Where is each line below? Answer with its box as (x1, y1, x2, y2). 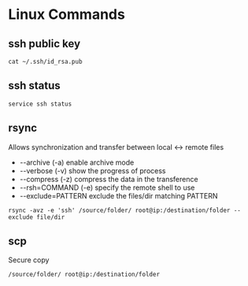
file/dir (36, 213, 65, 221)
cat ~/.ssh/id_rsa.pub (8, 58, 83, 65)
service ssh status (8, 100, 72, 108)
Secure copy (8, 255, 50, 265)
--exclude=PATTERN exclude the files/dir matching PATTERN (19, 191, 218, 200)
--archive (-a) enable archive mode (19, 158, 135, 167)
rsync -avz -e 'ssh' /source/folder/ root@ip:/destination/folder (8, 206, 231, 214)
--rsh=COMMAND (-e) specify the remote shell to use (19, 183, 195, 192)
